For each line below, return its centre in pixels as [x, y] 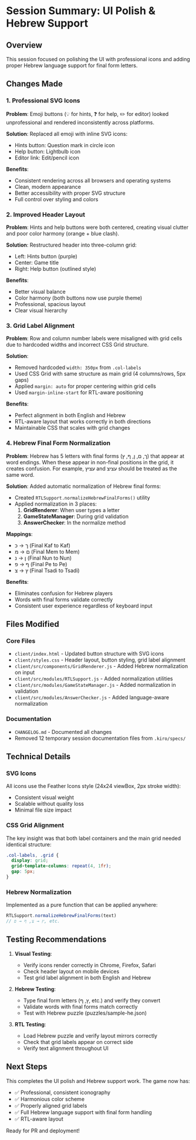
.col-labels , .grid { [33, 855]
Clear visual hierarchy [41, 310]
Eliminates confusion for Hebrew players [64, 593]
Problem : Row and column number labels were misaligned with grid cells [94, 338]
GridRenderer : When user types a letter [72, 510]
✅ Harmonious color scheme [50, 1099]
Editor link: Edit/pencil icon [47, 158]
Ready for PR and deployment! [43, 1131]
